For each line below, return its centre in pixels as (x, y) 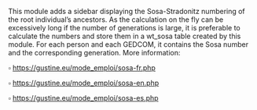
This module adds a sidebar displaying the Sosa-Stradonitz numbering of (127, 11)
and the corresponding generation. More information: (94, 53)
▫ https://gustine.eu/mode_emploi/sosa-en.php (84, 83)
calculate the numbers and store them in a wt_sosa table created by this (125, 36)
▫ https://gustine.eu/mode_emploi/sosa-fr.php (82, 68)
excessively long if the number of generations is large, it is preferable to (125, 28)
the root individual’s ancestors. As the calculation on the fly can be (116, 20)
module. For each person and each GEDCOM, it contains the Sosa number (128, 44)
